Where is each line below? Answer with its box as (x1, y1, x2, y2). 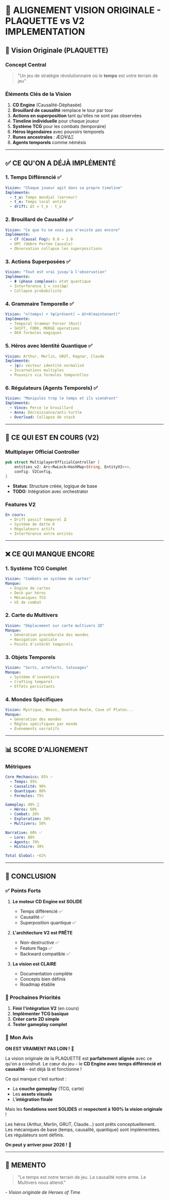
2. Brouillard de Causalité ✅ (5, 216, 74, 223)
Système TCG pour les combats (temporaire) (12, 123, 107, 130)
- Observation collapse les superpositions (10, 246, 102, 251)
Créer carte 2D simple (12, 1016, 59, 1022)
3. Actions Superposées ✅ (5, 258, 71, 265)
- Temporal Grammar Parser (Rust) (10, 321, 82, 326)
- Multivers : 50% (10, 821, 46, 826)
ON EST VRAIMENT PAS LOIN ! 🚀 (5, 1045, 74, 1051)
